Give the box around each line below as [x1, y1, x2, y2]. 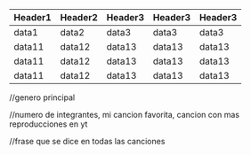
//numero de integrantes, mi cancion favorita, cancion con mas [9, 110, 240, 120]
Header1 [13, 12, 52, 23]
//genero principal [9, 92, 76, 103]
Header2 [60, 12, 98, 23]
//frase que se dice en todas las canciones [9, 136, 166, 146]
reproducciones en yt [9, 119, 88, 129]
